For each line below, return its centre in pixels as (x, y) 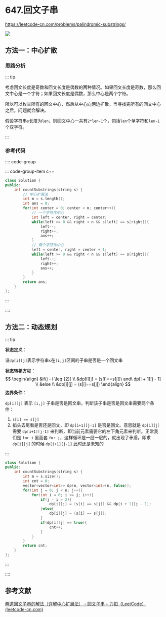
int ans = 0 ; (36, 204)
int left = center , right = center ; (69, 217)
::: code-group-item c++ (30, 171)
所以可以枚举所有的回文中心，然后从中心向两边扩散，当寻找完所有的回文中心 (83, 104)
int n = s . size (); (42, 477)
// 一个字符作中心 (48, 213)
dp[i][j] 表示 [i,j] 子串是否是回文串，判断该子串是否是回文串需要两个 (78, 403)
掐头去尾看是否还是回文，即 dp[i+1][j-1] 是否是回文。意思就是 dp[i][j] (86, 425)
